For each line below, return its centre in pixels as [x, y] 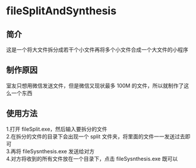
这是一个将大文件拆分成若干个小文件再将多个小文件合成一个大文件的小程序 [97, 50]
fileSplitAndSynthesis [61, 11]
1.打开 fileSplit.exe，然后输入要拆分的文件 [57, 129]
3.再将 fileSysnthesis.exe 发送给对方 [50, 151]
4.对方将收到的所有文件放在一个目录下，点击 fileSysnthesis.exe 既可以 [92, 159]
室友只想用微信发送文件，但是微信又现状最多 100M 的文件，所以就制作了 [95, 85]
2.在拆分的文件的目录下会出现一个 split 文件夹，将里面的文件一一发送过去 [96, 136]
